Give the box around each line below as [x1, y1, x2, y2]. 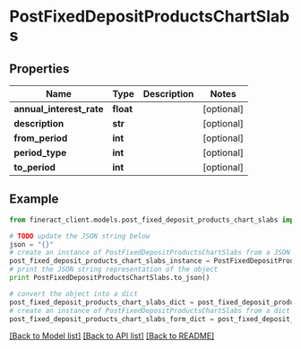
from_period [13, 132, 68, 144]
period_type [13, 146, 67, 159]
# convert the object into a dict [9, 289, 139, 298]
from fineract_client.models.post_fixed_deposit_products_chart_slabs [9, 215, 279, 224]
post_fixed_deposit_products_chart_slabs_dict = [9, 298, 194, 307]
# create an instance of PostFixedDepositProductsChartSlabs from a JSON [9, 249, 291, 257]
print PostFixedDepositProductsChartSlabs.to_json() [9, 274, 211, 283]
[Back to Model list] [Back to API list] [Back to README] [9, 330, 215, 342]
